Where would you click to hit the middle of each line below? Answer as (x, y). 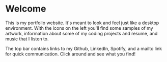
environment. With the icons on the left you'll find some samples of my (79, 28)
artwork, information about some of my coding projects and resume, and (81, 33)
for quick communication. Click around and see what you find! (71, 54)
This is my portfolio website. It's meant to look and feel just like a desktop (82, 23)
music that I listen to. (27, 39)
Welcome (26, 9)
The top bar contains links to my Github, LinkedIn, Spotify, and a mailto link (83, 48)
